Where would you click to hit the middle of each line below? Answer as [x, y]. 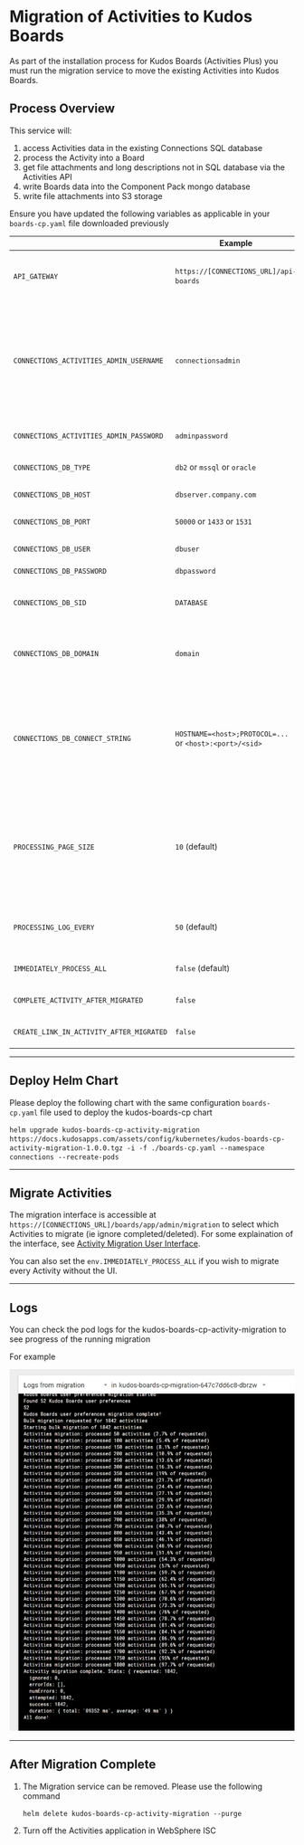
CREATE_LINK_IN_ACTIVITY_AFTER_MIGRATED [90, 1032]
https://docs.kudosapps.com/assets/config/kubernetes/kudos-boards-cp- [147, 1139]
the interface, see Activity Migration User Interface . [105, 1244]
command [41, 1796]
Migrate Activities [61, 1193]
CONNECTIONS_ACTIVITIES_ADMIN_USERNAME [88, 361]
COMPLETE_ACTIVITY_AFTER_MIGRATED [78, 1001]
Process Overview [62, 109]
